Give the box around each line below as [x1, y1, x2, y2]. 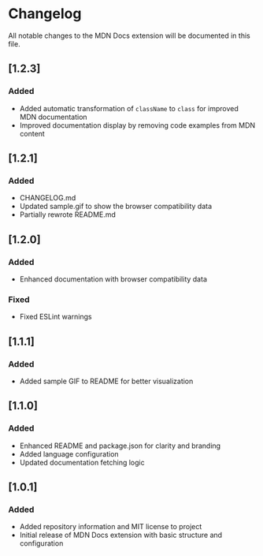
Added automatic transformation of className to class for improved [19, 103, 239, 113]
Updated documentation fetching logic [19, 457, 145, 467]
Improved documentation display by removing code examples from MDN [19, 120, 256, 130]
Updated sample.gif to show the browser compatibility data [19, 202, 213, 211]
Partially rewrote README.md [19, 210, 117, 219]
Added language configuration [19, 449, 120, 458]
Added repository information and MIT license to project [19, 522, 202, 532]
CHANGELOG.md [19, 193, 76, 203]
